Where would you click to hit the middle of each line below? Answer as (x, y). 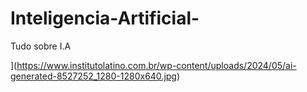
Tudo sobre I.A (41, 46)
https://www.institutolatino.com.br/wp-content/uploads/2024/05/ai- (156, 65)
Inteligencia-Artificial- (105, 18)
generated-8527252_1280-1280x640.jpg (93, 76)
